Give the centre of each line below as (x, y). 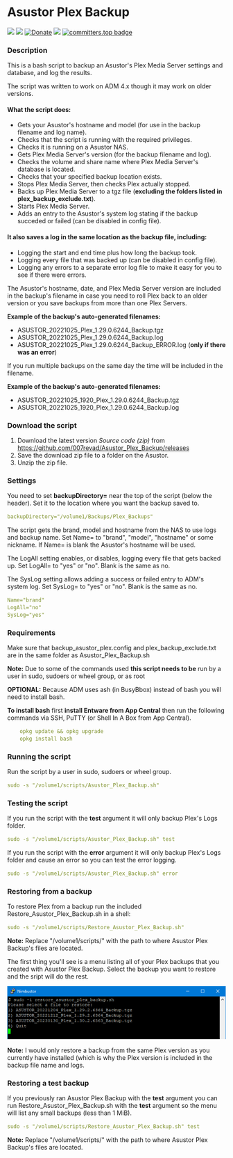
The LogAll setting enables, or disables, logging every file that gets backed (114, 558)
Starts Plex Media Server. (53, 207)
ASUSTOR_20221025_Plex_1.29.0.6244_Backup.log (90, 337)
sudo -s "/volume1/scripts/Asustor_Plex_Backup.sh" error (93, 874)
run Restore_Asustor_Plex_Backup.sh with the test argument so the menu (112, 1106)
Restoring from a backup (50, 891)
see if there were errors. (52, 275)
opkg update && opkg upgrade (62, 732)
